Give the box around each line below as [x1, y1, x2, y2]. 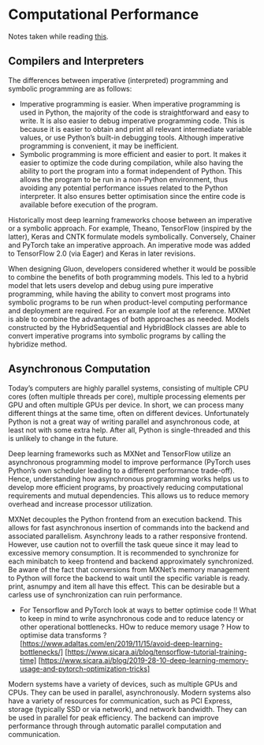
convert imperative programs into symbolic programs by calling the [8, 331, 226, 340]
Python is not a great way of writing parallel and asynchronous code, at [8, 417, 240, 426]
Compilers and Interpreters [8, 54, 144, 68]
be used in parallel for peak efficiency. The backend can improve [8, 713, 219, 722]
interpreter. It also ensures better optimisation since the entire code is [19, 191, 246, 200]
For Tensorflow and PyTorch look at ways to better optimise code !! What [19, 605, 257, 615]
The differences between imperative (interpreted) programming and [8, 75, 229, 84]
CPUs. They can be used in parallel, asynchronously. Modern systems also [8, 687, 251, 697]
